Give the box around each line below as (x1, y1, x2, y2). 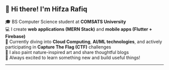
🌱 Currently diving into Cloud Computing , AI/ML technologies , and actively (5, 38, 162, 44)
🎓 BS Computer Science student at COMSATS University (5, 18, 126, 24)
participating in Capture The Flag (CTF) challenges (5, 43, 112, 50)
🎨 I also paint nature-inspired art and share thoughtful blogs (5, 49, 129, 55)
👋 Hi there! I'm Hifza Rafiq (5, 5, 88, 13)
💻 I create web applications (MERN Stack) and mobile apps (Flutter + (5, 26, 152, 32)
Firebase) (5, 33, 26, 39)
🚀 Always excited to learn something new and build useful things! (5, 54, 140, 60)
